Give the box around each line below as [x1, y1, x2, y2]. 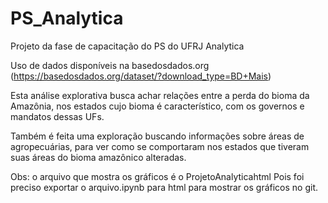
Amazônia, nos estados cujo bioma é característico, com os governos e [10, 100, 305, 112]
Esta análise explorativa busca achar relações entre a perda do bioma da [10, 89, 310, 101]
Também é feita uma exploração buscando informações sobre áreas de [10, 130, 305, 142]
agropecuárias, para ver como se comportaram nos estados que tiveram [10, 140, 310, 152]
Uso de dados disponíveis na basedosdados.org [10, 59, 210, 71]
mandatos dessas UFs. [10, 110, 105, 122]
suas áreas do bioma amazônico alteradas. [10, 151, 187, 163]
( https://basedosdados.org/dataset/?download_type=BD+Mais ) [10, 70, 272, 82]
